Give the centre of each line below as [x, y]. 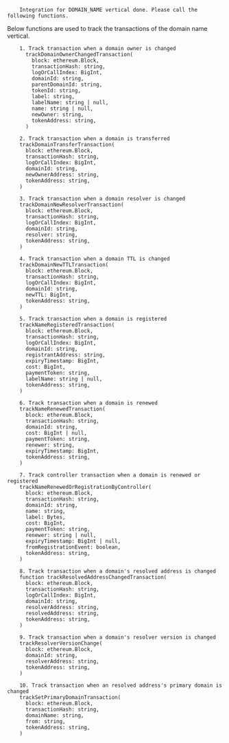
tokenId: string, [56, 91]
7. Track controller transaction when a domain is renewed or [110, 475]
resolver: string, [51, 235]
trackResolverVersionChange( [61, 643]
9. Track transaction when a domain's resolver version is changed [118, 637]
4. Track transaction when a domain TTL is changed [95, 259]
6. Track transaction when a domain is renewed [88, 403]
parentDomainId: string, [67, 84]
